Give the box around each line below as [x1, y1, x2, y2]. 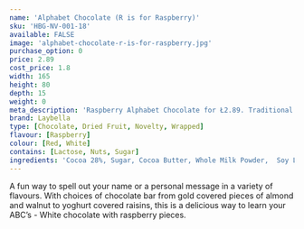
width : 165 [9, 72, 51, 81]
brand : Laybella [9, 114, 71, 123]
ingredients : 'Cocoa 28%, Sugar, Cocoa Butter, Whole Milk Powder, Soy [9, 155, 290, 165]
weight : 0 [9, 96, 47, 106]
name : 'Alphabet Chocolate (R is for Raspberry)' [9, 13, 201, 23]
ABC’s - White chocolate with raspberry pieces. [9, 209, 187, 220]
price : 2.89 [9, 55, 54, 64]
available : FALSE [9, 30, 75, 39]
